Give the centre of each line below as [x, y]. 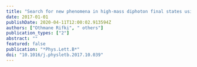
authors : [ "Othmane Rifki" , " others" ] [55, 28]
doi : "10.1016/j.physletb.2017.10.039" [55, 55]
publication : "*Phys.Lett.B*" [43, 50]
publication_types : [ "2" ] [38, 33]
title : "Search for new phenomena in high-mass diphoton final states [94, 11]
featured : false [26, 44]
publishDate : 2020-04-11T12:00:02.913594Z [59, 22]
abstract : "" [22, 38]
